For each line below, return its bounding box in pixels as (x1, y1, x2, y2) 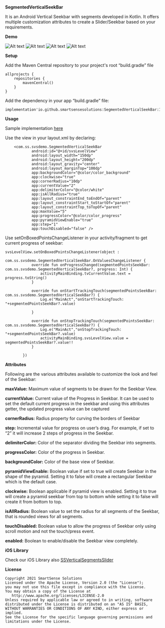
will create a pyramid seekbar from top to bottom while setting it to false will (5, 494, 159, 499)
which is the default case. (5, 479, 57, 484)
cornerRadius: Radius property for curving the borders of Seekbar (5, 415, 140, 421)
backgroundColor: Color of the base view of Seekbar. (5, 459, 115, 465)
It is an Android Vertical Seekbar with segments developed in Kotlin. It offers (5, 14, 159, 19)
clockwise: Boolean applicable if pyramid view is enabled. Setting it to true (5, 488, 157, 494)
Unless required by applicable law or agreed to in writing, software (5, 597, 153, 602)
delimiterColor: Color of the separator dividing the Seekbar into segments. (5, 440, 157, 445)
